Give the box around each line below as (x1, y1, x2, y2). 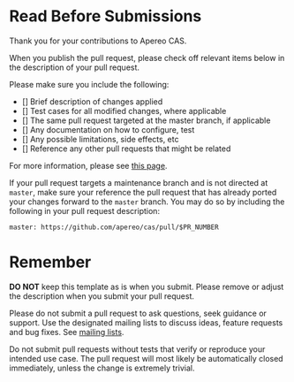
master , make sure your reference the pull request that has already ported (9, 187, 277, 197)
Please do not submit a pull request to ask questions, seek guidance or (9, 308, 268, 318)
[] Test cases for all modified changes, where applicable (21, 105, 227, 116)
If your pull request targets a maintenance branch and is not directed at (9, 177, 268, 187)
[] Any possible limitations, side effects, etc (21, 134, 179, 144)
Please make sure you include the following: (9, 79, 170, 89)
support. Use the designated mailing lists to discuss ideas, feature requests (9, 317, 283, 328)
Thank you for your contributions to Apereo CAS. (9, 35, 187, 46)
